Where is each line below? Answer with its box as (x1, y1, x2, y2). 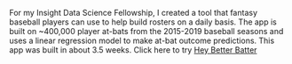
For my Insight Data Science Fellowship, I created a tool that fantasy (9, 8, 258, 18)
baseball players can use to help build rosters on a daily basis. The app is (9, 17, 277, 27)
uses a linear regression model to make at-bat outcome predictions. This (9, 35, 275, 46)
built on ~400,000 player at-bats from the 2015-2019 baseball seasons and (9, 26, 284, 36)
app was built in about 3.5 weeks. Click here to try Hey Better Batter (9, 45, 257, 55)
